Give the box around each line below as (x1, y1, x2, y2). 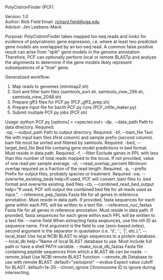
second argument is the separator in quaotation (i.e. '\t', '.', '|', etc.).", (5, 228, 142, 234)
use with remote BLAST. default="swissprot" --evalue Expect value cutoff (5, 259, 153, 265)
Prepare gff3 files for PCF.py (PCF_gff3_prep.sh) (12, 99, 110, 105)
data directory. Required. (5, 124, 55, 130)
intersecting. (5, 270, 30, 275)
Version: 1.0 (5, 14, 29, 19)
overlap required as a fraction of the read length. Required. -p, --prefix (5, 166, 147, 172)
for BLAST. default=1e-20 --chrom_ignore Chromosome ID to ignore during (5, 264, 156, 270)
